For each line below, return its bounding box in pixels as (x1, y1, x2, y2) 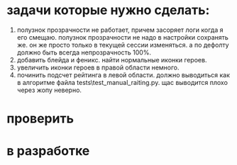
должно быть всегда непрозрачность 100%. (16, 48, 152, 57)
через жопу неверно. (16, 86, 82, 94)
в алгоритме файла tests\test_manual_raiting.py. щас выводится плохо (16, 78, 228, 86)
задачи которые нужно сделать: (6, 2, 210, 18)
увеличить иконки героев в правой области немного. (16, 63, 180, 72)
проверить (6, 110, 74, 127)
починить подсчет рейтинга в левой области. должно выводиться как (16, 70, 231, 79)
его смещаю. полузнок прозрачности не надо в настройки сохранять (16, 33, 228, 41)
